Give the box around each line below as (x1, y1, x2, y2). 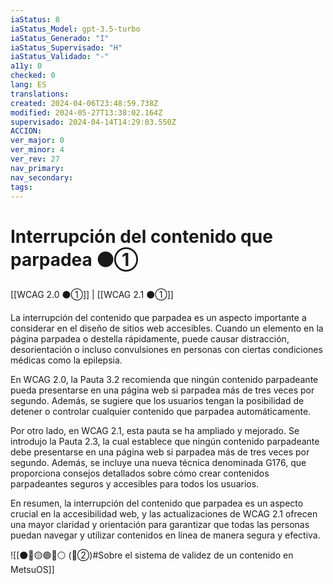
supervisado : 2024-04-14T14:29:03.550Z (10, 117, 177, 127)
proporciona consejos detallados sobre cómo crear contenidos (10, 467, 270, 480)
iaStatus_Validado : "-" (10, 52, 110, 62)
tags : (10, 182, 33, 192)
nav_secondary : (10, 172, 74, 183)
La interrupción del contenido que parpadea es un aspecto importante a (10, 312, 307, 324)
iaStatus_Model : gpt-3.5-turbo (10, 24, 141, 34)
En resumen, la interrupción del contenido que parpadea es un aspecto (10, 497, 304, 510)
